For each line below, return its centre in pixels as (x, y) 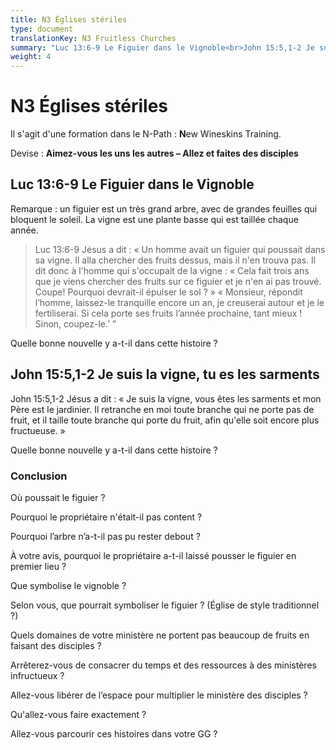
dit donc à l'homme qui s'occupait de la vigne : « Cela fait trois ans (172, 270)
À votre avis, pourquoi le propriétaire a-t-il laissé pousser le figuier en (153, 555)
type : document (42, 29)
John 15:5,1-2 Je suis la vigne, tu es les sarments (165, 374)
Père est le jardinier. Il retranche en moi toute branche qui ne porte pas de (162, 409)
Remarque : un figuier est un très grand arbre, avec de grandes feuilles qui (164, 208)
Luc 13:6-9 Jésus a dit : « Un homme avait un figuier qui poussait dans (180, 249)
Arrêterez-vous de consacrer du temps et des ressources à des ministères (163, 665)
